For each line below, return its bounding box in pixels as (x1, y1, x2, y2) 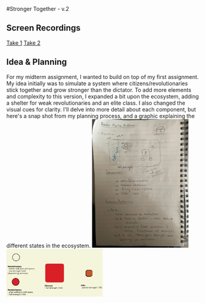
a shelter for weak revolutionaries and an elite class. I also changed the (6, 99, 185, 107)
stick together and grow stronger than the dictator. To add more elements (6, 86, 192, 94)
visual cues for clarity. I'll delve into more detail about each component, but (6, 105, 196, 113)
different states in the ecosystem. (6, 242, 91, 249)
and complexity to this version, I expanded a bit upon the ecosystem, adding (6, 92, 199, 100)
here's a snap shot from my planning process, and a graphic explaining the (6, 112, 195, 119)
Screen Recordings (6, 23, 81, 33)
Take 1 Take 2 (6, 39, 41, 47)
